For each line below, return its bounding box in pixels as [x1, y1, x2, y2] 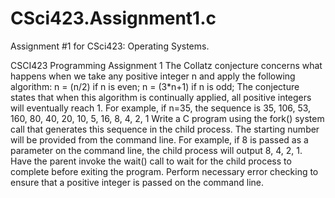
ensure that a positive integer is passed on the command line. [10, 176, 265, 188]
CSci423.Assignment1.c [10, 7, 217, 30]
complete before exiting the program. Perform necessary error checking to [10, 165, 319, 177]
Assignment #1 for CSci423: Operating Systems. [10, 40, 210, 52]
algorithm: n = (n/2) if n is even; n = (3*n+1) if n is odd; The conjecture [10, 80, 300, 92]
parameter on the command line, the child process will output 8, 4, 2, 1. [10, 144, 303, 156]
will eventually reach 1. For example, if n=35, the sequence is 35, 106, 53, [10, 102, 312, 114]
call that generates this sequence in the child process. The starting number [10, 123, 320, 135]
